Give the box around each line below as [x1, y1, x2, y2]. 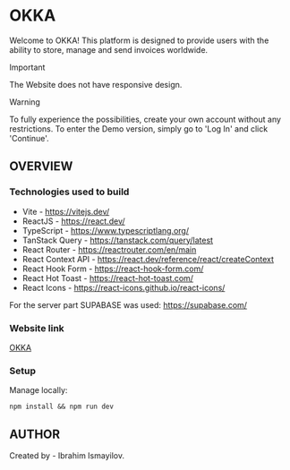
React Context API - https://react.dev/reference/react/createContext [21, 253, 275, 264]
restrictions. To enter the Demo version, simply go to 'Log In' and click [9, 123, 269, 134]
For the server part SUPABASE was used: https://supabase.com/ [9, 299, 248, 310]
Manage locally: [9, 385, 68, 396]
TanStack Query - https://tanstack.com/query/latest [21, 235, 213, 245]
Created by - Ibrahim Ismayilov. [9, 450, 125, 461]
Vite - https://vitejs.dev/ [21, 206, 110, 217]
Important [9, 62, 46, 73]
